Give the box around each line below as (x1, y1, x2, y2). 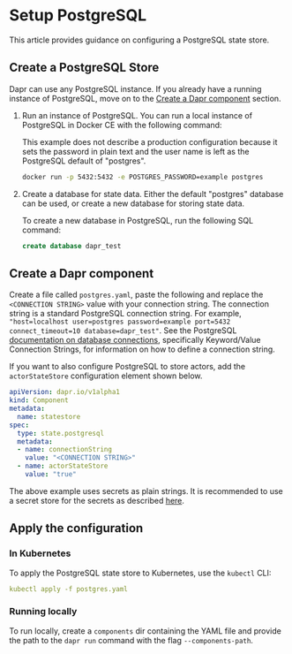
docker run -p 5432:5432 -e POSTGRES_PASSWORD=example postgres (21, 172, 264, 181)
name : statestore (17, 412, 81, 421)
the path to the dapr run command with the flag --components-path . (9, 635, 254, 645)
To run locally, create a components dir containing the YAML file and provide (9, 625, 282, 636)
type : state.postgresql (17, 429, 104, 437)
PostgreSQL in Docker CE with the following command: (21, 119, 222, 130)
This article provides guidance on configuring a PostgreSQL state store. (9, 34, 270, 45)
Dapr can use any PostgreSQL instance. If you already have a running (9, 83, 262, 94)
